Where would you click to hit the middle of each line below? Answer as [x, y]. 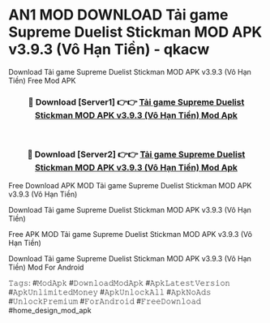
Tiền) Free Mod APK [42, 80]
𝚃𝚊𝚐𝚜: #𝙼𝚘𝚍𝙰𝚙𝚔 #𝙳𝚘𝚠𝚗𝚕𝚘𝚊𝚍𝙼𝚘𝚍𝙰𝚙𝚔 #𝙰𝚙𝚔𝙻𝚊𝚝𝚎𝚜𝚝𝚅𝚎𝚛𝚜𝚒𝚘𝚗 [120, 282]
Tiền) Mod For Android [46, 267]
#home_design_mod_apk [50, 310]
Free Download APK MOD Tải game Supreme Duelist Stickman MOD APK [130, 185]
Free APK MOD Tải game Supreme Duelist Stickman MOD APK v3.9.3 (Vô [131, 234]
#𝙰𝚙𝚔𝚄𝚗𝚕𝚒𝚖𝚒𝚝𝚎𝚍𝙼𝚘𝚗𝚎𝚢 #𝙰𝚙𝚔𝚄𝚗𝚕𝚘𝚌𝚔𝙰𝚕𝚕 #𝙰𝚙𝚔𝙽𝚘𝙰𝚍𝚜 [110, 292]
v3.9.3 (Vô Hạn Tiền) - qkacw [109, 50]
